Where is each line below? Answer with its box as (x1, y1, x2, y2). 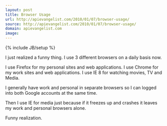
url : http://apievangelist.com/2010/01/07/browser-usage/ (5, 17, 130, 22)
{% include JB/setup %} (5, 45, 55, 50)
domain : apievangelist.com (5, 26, 62, 31)
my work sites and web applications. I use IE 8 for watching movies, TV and (5, 70, 162, 76)
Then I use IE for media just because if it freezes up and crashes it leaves (5, 100, 157, 106)
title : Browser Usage (5, 12, 51, 17)
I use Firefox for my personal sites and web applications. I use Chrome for (5, 64, 159, 70)
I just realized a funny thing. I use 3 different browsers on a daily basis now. (5, 54, 162, 60)
